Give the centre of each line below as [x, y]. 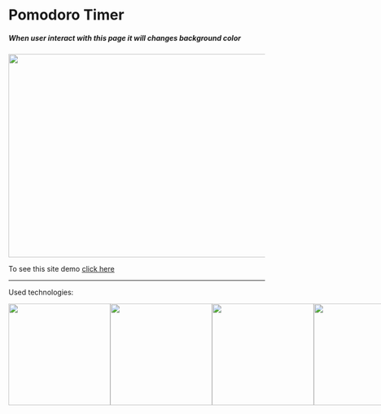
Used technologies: [41, 292]
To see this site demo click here [62, 269]
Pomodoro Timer [66, 15]
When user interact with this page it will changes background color [125, 37]
